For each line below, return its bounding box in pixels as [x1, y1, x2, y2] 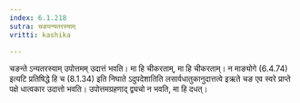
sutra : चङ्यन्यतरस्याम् [9, 22, 75, 31]
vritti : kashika [9, 30, 71, 39]
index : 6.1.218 [9, 13, 67, 23]
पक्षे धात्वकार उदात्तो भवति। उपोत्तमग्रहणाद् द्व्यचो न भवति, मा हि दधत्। [9, 84, 208, 95]
